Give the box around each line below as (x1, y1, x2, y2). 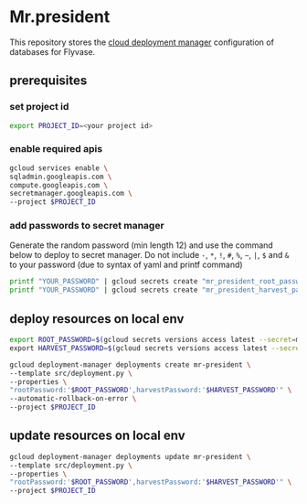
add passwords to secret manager (9, 220, 164, 232)
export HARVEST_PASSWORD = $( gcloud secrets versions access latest (9, 343, 268, 353)
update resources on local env (9, 428, 185, 444)
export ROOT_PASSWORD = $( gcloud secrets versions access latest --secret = (9, 336, 297, 345)
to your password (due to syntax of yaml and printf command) (9, 259, 244, 271)
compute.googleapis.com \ (9, 180, 108, 189)
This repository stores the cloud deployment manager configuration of (9, 37, 274, 48)
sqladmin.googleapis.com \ (9, 172, 112, 181)
